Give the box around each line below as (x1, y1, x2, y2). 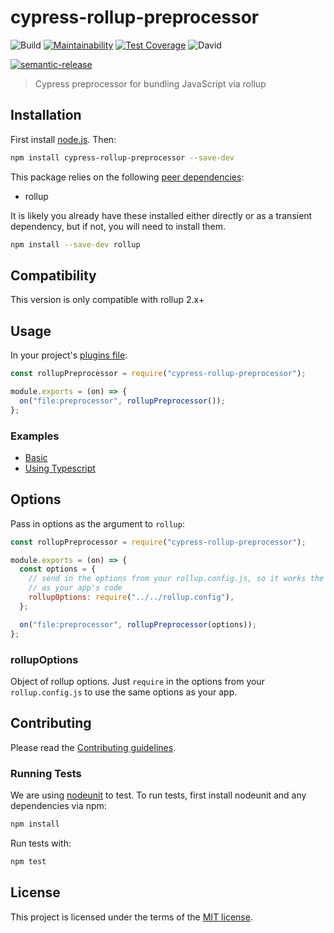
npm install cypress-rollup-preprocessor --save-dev (10, 152, 235, 163)
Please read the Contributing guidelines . (10, 741, 177, 753)
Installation (10, 107, 82, 124)
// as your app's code (28, 583, 123, 593)
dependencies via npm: (10, 800, 107, 812)
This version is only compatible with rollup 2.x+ (10, 294, 205, 306)
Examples (10, 429, 60, 443)
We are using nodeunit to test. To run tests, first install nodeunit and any (10, 789, 307, 801)
